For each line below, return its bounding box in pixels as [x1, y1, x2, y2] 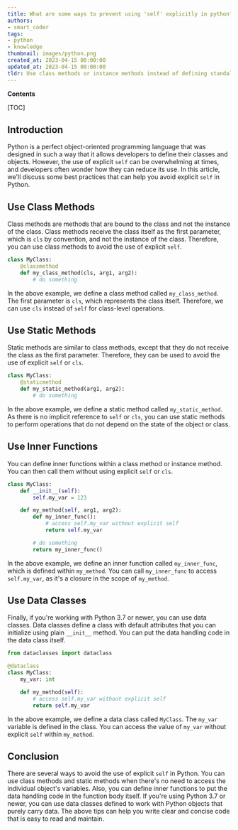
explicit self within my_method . [7, 730, 94, 738]
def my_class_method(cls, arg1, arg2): [20, 269, 138, 276]
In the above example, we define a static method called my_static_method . [7, 404, 223, 413]
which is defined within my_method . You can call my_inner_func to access [7, 566, 217, 575]
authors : [7, 17, 33, 24]
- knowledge [7, 43, 42, 50]
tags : [7, 30, 23, 38]
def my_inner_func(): [33, 513, 97, 521]
